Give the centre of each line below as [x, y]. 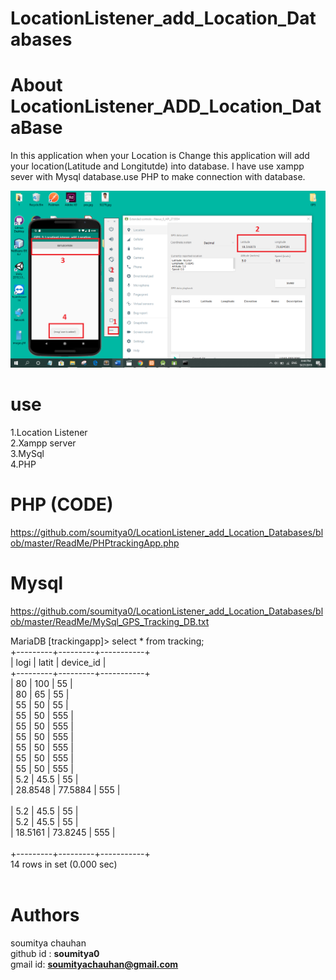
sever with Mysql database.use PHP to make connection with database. [158, 177]
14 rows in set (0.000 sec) [64, 864]
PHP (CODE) [62, 504]
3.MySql [27, 454]
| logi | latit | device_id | [58, 662]
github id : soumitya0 [55, 953]
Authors [45, 915]
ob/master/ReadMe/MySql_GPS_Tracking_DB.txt [110, 621]
